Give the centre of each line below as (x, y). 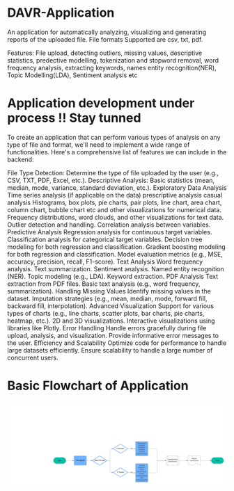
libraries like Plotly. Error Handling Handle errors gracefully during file (107, 328)
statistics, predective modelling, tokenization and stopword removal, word (113, 60)
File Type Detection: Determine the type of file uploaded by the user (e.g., (113, 172)
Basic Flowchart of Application (98, 386)
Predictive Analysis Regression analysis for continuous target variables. (110, 232)
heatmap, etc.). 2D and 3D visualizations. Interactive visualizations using (111, 321)
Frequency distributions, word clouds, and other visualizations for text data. (116, 217)
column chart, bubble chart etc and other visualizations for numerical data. (114, 209)
